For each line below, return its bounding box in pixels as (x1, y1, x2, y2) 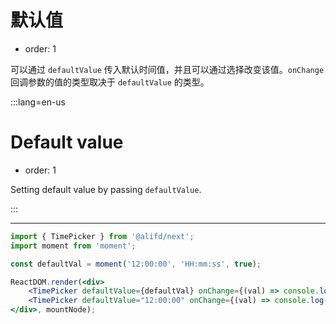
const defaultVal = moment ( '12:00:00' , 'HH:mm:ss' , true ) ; (10, 259, 262, 269)
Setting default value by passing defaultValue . (10, 183, 202, 195)
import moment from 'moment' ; (10, 241, 137, 251)
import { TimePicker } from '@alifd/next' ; (10, 231, 195, 241)
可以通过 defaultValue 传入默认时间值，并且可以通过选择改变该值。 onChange (10, 63, 325, 75)
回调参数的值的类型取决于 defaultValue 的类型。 (10, 76, 210, 88)
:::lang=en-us (10, 96, 67, 108)
